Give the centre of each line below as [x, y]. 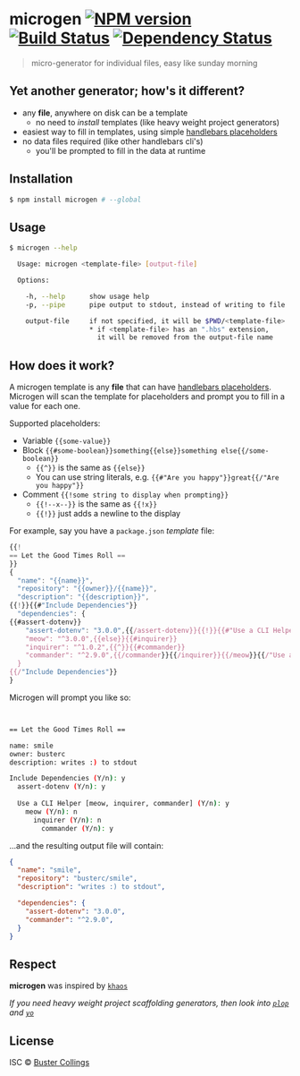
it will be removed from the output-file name [185, 337]
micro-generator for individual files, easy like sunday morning [144, 63]
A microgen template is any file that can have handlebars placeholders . [141, 387]
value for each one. [45, 406]
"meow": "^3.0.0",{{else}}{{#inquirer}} [101, 639]
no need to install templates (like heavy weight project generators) [157, 122]
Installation [41, 179]
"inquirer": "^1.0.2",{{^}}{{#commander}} [105, 647]
